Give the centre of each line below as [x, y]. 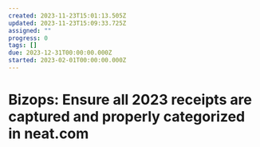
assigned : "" [30, 30]
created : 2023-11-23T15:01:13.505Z [67, 16]
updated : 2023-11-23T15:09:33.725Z [67, 23]
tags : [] [23, 46]
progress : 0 [28, 38]
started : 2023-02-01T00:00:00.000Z [67, 61]
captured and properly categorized [127, 117]
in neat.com [49, 134]
